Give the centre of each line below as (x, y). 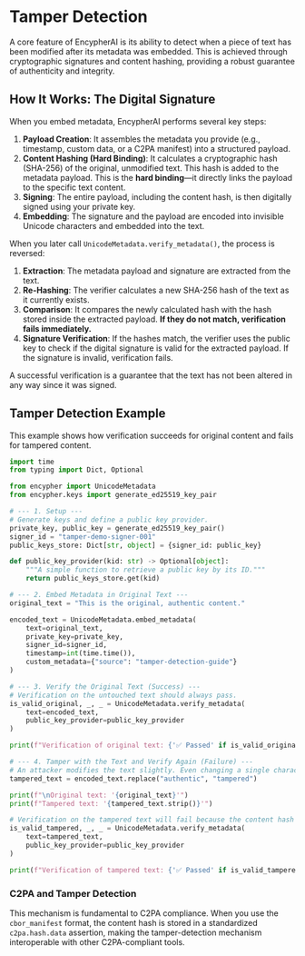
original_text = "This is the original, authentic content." (128, 603)
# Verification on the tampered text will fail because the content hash (152, 820)
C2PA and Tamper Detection (73, 893)
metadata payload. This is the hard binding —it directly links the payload (157, 177)
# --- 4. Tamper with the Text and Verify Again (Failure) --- (132, 762)
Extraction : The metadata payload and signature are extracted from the (157, 271)
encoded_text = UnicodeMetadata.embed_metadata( (103, 620)
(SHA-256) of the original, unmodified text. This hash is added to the (151, 168)
